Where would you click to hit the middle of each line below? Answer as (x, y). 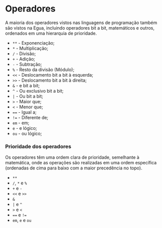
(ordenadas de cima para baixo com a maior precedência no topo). (74, 168)
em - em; (21, 123)
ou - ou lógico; (27, 133)
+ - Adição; (24, 59)
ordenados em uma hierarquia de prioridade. (51, 33)
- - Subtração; (27, 64)
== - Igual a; (24, 112)
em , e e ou (22, 220)
